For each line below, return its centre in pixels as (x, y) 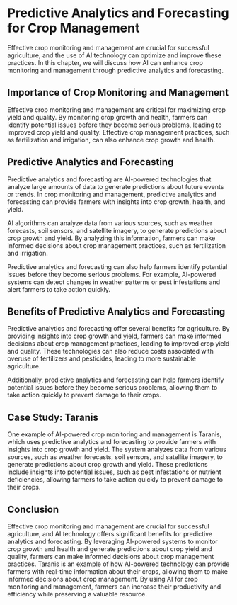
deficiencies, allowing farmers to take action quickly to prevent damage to (115, 480)
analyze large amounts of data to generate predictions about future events (116, 186)
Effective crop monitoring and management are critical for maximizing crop (117, 109)
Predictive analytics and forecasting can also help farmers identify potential (117, 266)
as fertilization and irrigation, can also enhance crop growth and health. (111, 140)
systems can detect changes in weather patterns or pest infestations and (114, 282)
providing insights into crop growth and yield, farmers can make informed (114, 336)
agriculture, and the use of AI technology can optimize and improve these (114, 55)
